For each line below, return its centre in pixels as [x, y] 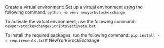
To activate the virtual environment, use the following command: [70, 22]
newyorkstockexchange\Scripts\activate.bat [51, 26]
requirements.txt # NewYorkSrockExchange [55, 40]
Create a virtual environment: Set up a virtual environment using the [74, 7]
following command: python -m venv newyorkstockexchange [65, 12]
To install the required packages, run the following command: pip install [80, 35]
